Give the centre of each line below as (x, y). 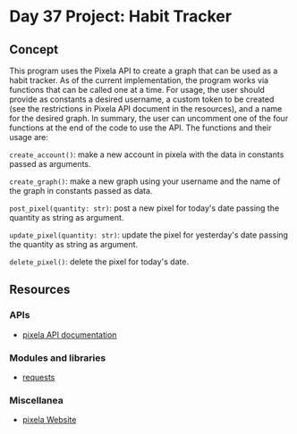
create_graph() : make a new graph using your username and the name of (145, 181)
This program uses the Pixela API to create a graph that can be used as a (144, 71)
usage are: (29, 137)
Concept (34, 50)
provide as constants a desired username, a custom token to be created (142, 99)
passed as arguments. (50, 164)
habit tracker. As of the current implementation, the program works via (139, 80)
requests (38, 377)
